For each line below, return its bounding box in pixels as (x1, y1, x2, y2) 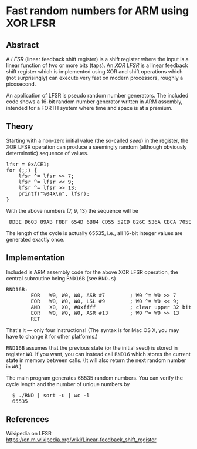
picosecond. (6, 81, 36, 88)
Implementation (6, 253, 66, 263)
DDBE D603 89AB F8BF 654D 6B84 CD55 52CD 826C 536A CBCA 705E (9, 219, 192, 225)
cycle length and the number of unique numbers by (6, 380, 130, 387)
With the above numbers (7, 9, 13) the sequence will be (6, 207, 139, 214)
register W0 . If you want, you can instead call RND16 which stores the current (6, 350, 191, 357)
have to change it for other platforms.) (6, 333, 98, 340)
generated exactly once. (6, 236, 65, 243)
